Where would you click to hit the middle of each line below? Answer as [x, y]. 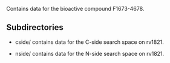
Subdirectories [35, 27]
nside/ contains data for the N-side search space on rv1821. [90, 53]
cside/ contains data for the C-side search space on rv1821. [90, 42]
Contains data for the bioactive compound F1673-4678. [75, 9]
